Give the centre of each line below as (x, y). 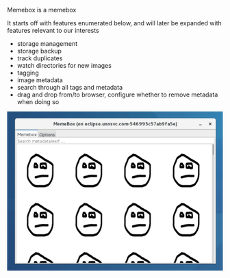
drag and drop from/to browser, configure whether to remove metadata (117, 94)
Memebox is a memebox (42, 10)
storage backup (39, 51)
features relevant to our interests (53, 30)
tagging (28, 73)
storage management (47, 43)
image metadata (40, 80)
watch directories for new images (64, 65)
